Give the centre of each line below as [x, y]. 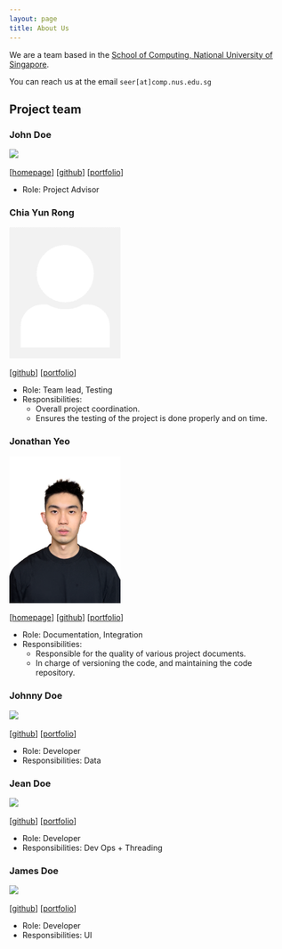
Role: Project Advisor [60, 190]
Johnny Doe [36, 696]
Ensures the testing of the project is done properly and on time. [151, 418]
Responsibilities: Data [61, 760]
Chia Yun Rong [42, 213]
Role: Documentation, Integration [83, 635]
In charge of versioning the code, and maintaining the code [144, 663]
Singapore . [29, 64]
